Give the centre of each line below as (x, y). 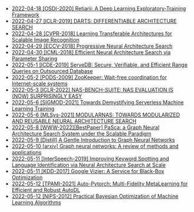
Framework (25, 15)
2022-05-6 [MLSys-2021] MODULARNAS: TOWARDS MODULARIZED (96, 115)
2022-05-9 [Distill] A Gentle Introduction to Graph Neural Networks (93, 140)
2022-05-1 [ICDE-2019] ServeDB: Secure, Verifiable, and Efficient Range (100, 65)
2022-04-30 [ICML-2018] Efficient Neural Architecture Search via (91, 52)
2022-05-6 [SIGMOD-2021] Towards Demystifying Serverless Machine (98, 102)
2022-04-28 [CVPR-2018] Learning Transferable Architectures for (92, 34)
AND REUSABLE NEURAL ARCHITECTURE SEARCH (74, 121)
